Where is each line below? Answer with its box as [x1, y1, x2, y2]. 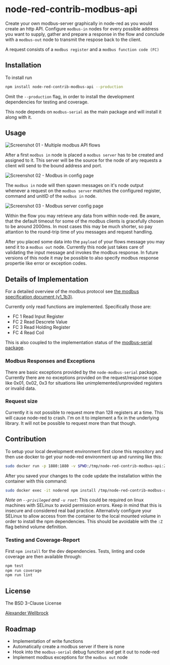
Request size [5, 398, 38, 405]
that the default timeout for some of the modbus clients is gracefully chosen [5, 218, 164, 224]
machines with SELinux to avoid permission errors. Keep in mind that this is [5, 502, 162, 508]
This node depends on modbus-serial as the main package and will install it [5, 108, 162, 115]
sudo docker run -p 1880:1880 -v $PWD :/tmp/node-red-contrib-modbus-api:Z [5, 463, 166, 468]
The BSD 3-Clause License [5, 600, 62, 606]
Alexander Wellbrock [5, 610, 49, 616]
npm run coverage [5, 568, 42, 573]
